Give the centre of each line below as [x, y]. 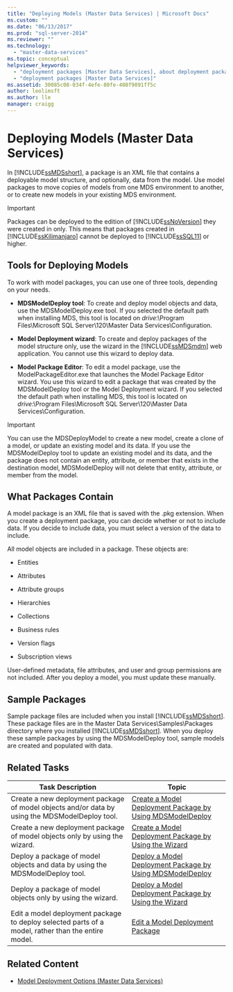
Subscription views [44, 656]
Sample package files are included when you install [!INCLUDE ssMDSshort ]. [116, 716]
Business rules [38, 630]
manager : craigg [31, 104]
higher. [17, 243]
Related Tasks [38, 767]
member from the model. [43, 475]
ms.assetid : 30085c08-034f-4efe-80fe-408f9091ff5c [82, 85]
